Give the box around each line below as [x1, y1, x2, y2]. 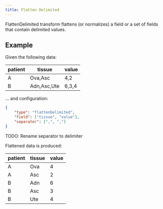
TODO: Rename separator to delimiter [5, 133, 83, 139]
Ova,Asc [30, 75, 50, 82]
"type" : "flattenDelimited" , [14, 110, 75, 115]
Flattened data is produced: [5, 142, 62, 148]
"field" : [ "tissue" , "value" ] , [14, 115, 80, 120]
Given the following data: [5, 54, 57, 60]
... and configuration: [5, 96, 49, 102]
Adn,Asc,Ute [30, 83, 60, 90]
